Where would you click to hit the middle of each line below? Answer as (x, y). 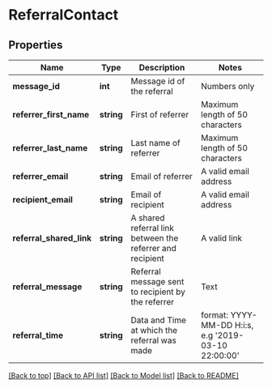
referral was (153, 340)
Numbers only (228, 86)
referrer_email (40, 176)
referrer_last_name (50, 148)
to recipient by (158, 292)
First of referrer (160, 115)
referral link (153, 228)
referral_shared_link (52, 238)
